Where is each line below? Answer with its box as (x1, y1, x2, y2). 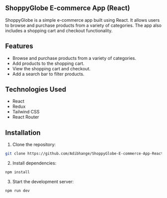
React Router (12, 114, 39, 120)
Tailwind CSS (12, 109, 40, 115)
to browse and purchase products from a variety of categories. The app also (5, 22, 162, 28)
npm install (5, 170, 30, 175)
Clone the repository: (12, 142, 56, 148)
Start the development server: (12, 179, 74, 185)
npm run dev (5, 188, 30, 193)
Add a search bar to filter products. (12, 71, 84, 77)
